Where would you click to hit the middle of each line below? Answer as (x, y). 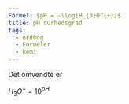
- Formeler (33, 45)
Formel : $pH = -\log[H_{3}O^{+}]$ (65, 15)
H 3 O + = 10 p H (29, 91)
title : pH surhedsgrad (45, 23)
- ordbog (29, 37)
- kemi (26, 52)
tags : (17, 30)
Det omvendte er (35, 74)
